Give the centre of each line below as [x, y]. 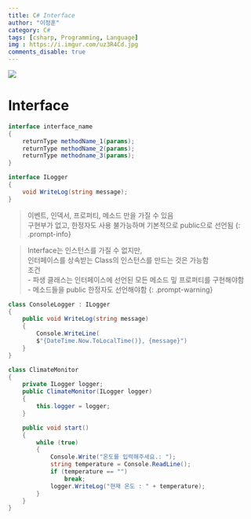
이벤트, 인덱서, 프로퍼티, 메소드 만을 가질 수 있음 [100, 215]
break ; [75, 479]
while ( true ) [58, 442]
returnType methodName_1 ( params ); [78, 141]
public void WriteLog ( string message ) [85, 319]
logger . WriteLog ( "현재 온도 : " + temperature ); [127, 486]
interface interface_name [50, 127]
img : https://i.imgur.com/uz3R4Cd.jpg [73, 45]
